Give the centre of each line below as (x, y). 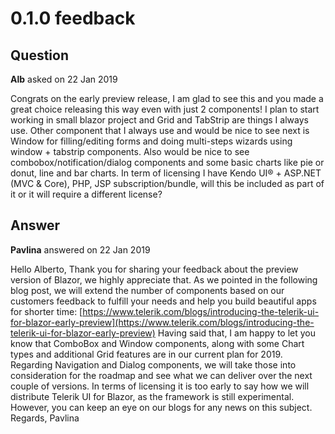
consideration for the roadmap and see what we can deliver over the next (161, 375)
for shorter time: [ (46, 311)
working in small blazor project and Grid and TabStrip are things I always (159, 120)
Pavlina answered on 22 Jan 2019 (80, 249)
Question (39, 55)
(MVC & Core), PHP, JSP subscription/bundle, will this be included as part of (167, 183)
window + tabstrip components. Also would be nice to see (130, 151)
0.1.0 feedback (73, 18)
